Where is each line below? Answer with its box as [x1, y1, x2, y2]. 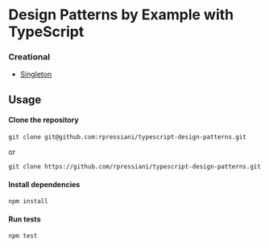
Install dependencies [8, 179, 81, 189]
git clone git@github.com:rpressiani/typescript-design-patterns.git [8, 133, 247, 141]
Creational [8, 51, 51, 63]
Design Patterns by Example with [8, 6, 234, 24]
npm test [8, 232, 38, 240]
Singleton [19, 70, 52, 79]
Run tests [8, 214, 41, 224]
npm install [8, 197, 48, 205]
